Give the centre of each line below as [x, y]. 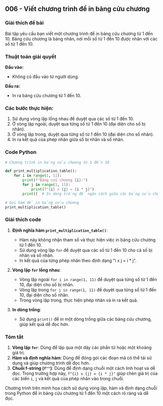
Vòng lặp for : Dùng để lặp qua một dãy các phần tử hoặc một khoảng [82, 347]
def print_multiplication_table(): [41, 171]
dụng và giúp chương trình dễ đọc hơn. [51, 363]
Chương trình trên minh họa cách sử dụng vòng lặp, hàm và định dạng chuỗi [81, 388]
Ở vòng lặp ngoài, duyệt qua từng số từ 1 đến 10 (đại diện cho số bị [79, 124]
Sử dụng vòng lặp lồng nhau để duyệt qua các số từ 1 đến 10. [73, 119]
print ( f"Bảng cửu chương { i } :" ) [55, 180]
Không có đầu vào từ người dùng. [45, 77]
